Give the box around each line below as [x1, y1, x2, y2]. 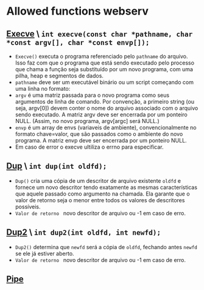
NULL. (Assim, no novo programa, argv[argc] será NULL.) [15, 118, 160, 124]
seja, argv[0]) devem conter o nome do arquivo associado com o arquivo [15, 105, 199, 111]
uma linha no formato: [15, 85, 71, 92]
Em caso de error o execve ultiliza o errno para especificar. [15, 143, 164, 150]
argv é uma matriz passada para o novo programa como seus [15, 91, 169, 99]
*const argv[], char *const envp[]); [6, 38, 150, 47]
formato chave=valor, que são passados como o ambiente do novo [15, 130, 183, 138]
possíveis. [15, 203, 41, 210]
